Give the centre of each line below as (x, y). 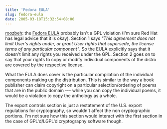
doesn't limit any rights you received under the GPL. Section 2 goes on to (80, 54)
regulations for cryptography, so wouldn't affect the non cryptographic (78, 111)
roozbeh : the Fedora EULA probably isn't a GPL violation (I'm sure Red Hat (82, 33)
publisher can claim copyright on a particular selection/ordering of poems (81, 85)
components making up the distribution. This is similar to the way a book (80, 80)
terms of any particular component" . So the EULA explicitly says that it (78, 49)
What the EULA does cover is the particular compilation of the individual (79, 75)
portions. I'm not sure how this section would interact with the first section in (84, 116)
